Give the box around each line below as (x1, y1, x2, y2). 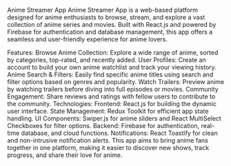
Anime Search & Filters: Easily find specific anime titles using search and (7, 70, 214, 79)
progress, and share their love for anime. (7, 151, 123, 159)
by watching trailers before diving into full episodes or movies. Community (7, 85, 219, 93)
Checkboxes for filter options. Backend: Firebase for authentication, (7, 122, 200, 129)
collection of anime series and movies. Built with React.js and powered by (7, 21, 217, 28)
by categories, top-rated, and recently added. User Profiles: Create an (7, 56, 207, 64)
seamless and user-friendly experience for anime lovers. (7, 35, 168, 43)
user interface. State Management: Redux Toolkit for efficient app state (7, 107, 209, 115)
